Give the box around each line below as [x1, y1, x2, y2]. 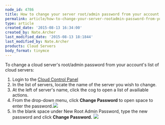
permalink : [5, 16, 27, 21]
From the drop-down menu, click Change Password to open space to [12, 97, 153, 103]
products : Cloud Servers [5, 44, 56, 49]
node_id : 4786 [5, 7, 34, 12]
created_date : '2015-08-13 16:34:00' [5, 25, 82, 30]
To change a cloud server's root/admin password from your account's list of [5, 62, 160, 68]
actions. [12, 92, 28, 98]
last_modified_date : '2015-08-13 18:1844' [5, 35, 93, 40]
